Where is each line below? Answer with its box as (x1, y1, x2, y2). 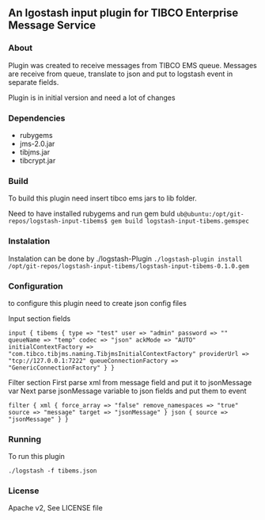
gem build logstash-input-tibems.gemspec (110, 217, 249, 225)
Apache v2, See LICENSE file (8, 503, 103, 513)
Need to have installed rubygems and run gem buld (8, 209, 176, 219)
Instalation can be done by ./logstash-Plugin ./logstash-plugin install (8, 254, 243, 263)
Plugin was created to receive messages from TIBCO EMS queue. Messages (8, 60, 257, 70)
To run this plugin (8, 452, 66, 461)
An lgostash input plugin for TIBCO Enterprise (8, 6, 239, 20)
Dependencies (8, 113, 66, 124)
